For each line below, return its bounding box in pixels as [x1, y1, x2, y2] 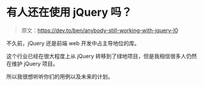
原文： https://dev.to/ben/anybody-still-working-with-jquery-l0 [21, 27, 179, 34]
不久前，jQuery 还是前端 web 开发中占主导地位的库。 [6, 39, 140, 47]
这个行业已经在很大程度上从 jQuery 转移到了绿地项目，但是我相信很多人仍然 [6, 52, 197, 59]
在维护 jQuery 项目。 [6, 60, 59, 67]
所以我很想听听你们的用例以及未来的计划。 [6, 73, 113, 80]
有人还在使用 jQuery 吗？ [6, 5, 132, 19]
